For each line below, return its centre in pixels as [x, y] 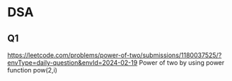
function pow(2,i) [33, 70]
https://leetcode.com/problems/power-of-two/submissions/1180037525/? [115, 55]
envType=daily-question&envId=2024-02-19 [72, 63]
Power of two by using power [182, 63]
